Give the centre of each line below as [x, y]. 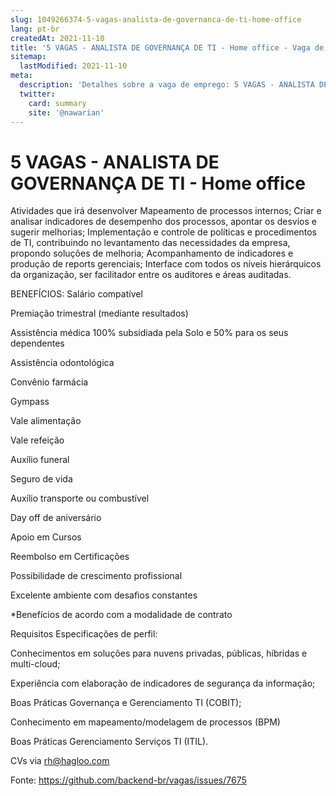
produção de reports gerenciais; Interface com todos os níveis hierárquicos [166, 264]
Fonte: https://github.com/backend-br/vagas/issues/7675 [128, 780]
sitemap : [28, 57]
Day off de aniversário [56, 518]
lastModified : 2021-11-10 [73, 66]
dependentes [37, 343]
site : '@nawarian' [66, 112]
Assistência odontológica [62, 363]
